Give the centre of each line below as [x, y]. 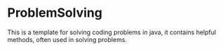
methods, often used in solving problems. [67, 39]
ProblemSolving [55, 13]
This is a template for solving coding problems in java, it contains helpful [111, 32]
